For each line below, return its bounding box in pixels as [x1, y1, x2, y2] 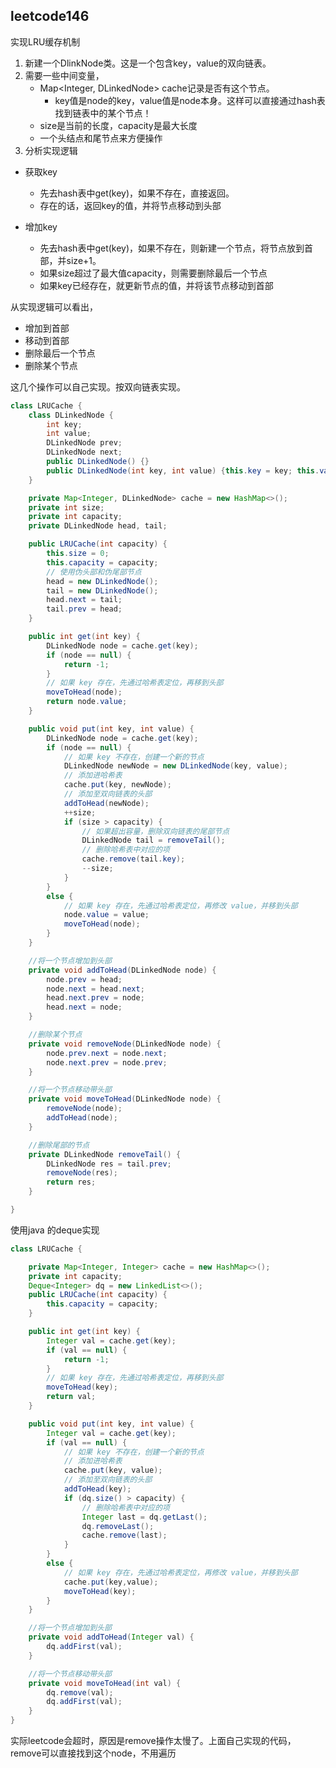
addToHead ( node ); [46, 1113, 118, 1123]
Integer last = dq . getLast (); [81, 1512, 208, 1522]
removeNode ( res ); [46, 1168, 118, 1178]
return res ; [46, 1177, 97, 1188]
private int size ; [28, 502, 105, 513]
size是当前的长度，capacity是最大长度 [39, 119, 198, 131]
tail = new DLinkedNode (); [46, 585, 159, 596]
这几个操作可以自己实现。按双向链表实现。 [10, 380, 186, 393]
